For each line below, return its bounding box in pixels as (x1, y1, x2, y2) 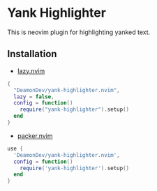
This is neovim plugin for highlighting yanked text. (7, 28, 151, 36)
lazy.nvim (17, 66, 45, 75)
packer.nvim (17, 131, 53, 140)
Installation (7, 48, 57, 60)
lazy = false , (13, 93, 54, 100)
